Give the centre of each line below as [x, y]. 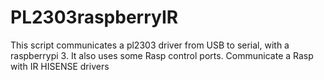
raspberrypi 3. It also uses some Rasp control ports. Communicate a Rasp [162, 55]
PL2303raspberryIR [94, 17]
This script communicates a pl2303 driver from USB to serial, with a [150, 45]
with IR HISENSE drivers [60, 66]
